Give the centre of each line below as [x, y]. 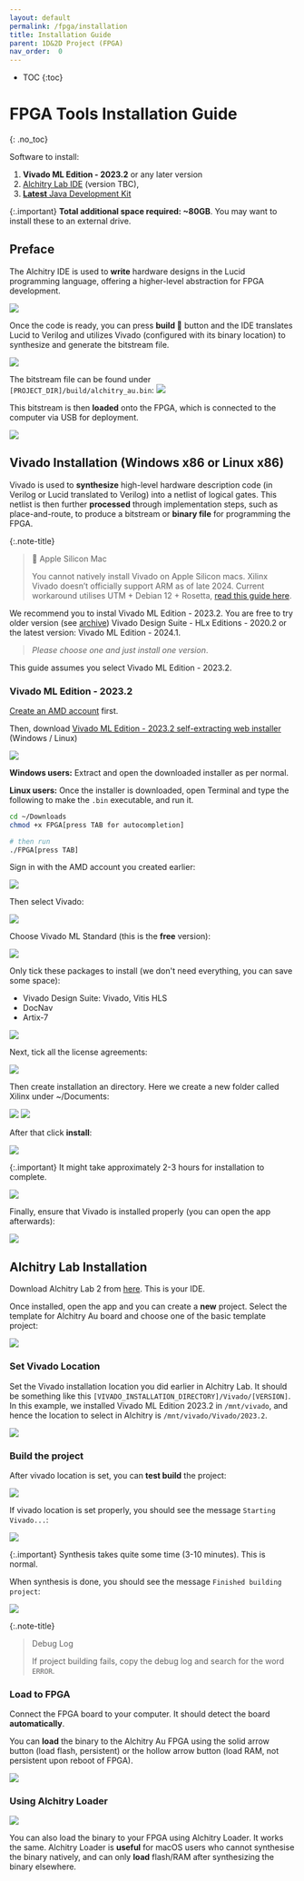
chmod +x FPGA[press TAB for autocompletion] [97, 825]
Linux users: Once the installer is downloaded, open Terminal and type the [149, 790]
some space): [35, 981]
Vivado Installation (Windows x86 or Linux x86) [147, 463]
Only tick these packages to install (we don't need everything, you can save [151, 971]
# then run [30, 841]
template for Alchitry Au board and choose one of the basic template [137, 1316]
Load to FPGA [40, 1694]
